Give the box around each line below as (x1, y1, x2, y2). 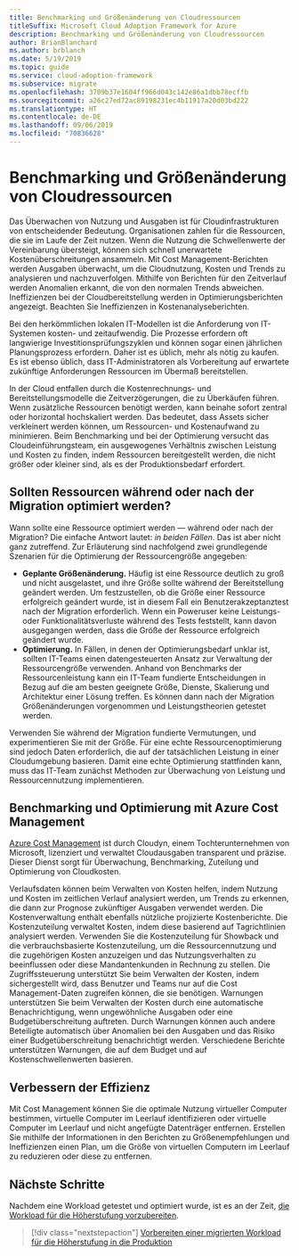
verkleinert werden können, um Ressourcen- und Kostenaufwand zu (9, 421, 260, 431)
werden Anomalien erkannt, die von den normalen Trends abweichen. (9, 282, 264, 292)
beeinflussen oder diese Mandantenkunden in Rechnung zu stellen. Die (9, 959, 271, 970)
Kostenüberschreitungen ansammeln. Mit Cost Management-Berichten (9, 253, 269, 264)
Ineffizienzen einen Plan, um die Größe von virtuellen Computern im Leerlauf (9, 1142, 290, 1153)
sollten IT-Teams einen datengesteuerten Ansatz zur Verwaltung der (21, 653, 273, 664)
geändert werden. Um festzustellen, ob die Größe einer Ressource (21, 587, 266, 597)
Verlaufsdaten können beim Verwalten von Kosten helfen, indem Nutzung (9, 883, 279, 894)
